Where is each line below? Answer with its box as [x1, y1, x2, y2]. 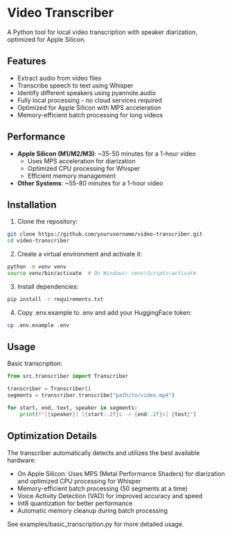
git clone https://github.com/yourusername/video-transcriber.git [7, 231, 203, 238]
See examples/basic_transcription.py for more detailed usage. [7, 520, 184, 528]
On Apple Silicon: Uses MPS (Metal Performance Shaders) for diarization [17, 469, 225, 477]
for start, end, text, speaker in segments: [7, 404, 138, 411]
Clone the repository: [17, 217, 78, 226]
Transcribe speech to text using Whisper [17, 81, 134, 90]
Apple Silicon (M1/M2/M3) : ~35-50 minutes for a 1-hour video [17, 149, 196, 158]
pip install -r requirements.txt [7, 295, 104, 303]
